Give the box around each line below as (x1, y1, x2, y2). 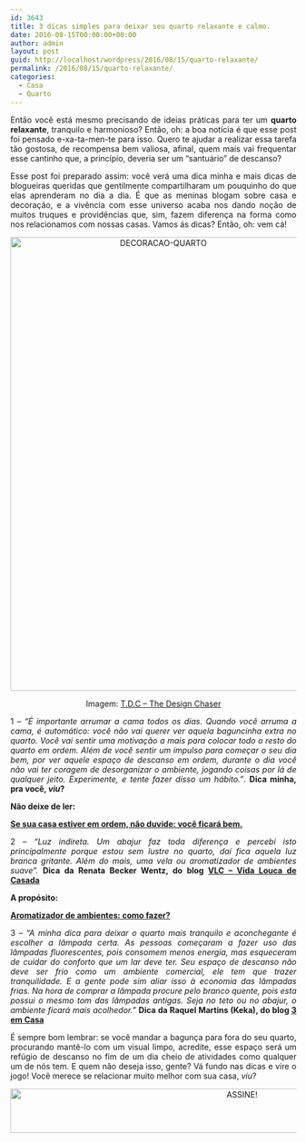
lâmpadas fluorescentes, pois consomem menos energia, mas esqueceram (10, 946, 297, 958)
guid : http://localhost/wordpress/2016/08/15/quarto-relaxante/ (10, 55, 259, 64)
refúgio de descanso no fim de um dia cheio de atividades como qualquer (10, 1050, 297, 1062)
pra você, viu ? (10, 783, 65, 794)
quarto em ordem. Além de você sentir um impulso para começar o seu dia (10, 744, 297, 755)
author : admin (10, 38, 64, 48)
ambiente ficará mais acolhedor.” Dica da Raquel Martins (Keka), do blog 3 (10, 1004, 297, 1015)
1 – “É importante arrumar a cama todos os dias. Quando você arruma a (10, 715, 297, 726)
